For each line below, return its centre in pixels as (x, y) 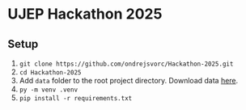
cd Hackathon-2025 (50, 73)
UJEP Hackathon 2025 (85, 14)
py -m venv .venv (49, 90)
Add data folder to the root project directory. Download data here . (129, 80)
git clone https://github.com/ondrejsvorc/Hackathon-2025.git (126, 64)
